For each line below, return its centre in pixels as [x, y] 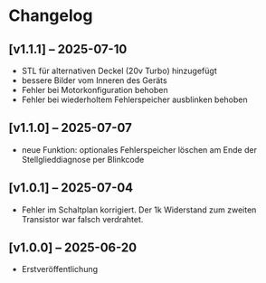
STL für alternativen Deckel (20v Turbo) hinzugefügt [119, 71]
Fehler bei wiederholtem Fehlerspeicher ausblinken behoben [134, 99]
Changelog [51, 16]
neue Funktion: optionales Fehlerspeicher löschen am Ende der [139, 149]
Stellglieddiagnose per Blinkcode [83, 159]
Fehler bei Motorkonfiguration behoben [95, 90]
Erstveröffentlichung [60, 269]
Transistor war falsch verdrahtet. [82, 219]
